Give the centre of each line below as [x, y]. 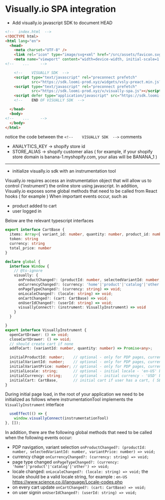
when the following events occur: [39, 438]
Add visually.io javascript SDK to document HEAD [62, 23]
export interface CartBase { [35, 230]
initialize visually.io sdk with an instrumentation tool [64, 171]
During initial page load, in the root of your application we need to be [74, 394]
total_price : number [30, 248]
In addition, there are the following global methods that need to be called [79, 432]
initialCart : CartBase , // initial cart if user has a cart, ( [82, 380]
